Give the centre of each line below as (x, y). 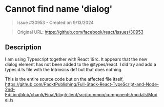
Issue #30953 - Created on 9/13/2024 (55, 22)
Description (23, 47)
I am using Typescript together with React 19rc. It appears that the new (76, 59)
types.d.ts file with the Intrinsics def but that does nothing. (64, 69)
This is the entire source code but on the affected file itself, (64, 79)
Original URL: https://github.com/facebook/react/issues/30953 (80, 32)
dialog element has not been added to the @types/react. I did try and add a (81, 64)
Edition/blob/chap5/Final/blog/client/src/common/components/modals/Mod (81, 94)
